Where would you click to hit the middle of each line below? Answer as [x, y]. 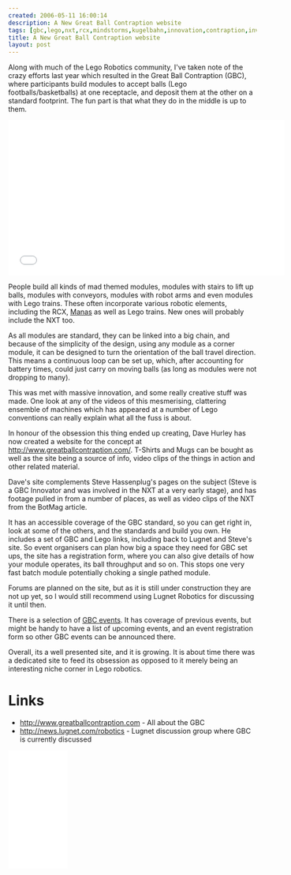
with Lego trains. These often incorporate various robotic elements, [118, 304]
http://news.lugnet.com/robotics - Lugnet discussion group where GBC [135, 731]
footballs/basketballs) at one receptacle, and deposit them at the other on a [131, 92]
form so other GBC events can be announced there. [92, 637]
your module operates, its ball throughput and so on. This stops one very [126, 564]
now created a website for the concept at [75, 442]
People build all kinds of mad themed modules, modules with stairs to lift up [131, 287]
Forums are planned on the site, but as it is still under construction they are [130, 588]
